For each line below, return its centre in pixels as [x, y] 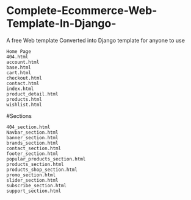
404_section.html [28, 127]
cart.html [19, 73]
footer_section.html [33, 153]
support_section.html [34, 191]
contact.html [23, 83]
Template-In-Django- [61, 23]
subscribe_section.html [37, 185]
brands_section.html [33, 143]
